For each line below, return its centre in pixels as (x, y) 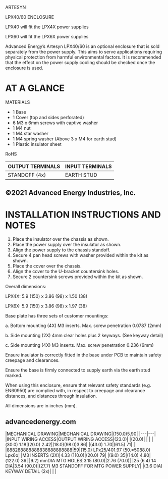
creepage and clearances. (32, 360)
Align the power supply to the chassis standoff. (61, 250)
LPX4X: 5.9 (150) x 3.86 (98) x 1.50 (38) (46, 296)
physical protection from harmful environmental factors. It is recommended (83, 57)
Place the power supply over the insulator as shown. (67, 245)
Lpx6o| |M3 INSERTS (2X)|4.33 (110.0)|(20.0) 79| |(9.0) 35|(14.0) (72, 455)
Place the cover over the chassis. (47, 266)
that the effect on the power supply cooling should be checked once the (80, 62)
